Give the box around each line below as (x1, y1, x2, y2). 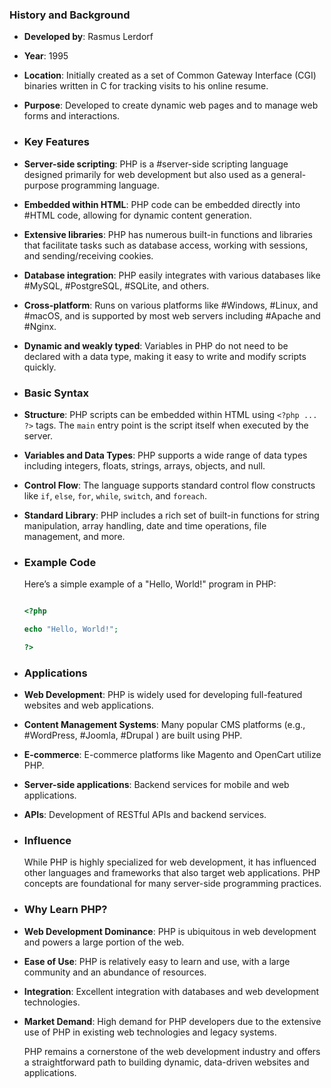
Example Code (23, 555, 97, 569)
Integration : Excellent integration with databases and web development (23, 985, 320, 997)
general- (270, 168, 307, 180)
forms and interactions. (23, 110, 121, 122)
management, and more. (23, 530, 126, 542)
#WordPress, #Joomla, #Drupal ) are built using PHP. (23, 729, 243, 742)
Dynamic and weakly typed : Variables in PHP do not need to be (23, 339, 289, 352)
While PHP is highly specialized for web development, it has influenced (23, 856, 317, 868)
